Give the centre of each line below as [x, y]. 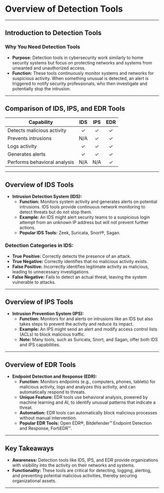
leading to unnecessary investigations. [51, 271]
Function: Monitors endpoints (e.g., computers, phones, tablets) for [87, 382]
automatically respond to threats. [53, 392]
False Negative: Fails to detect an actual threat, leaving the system [80, 277]
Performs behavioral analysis [41, 162]
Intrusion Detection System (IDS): [47, 197]
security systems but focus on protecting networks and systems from [82, 62]
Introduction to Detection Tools [53, 33]
